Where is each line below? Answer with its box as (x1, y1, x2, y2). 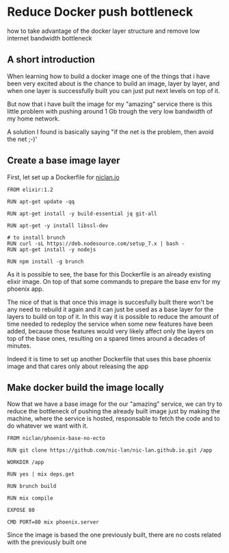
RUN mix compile (7, 495, 53, 502)
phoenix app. (7, 285, 44, 293)
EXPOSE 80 (7, 507, 36, 514)
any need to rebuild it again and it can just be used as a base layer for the (7, 305, 214, 313)
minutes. (7, 342, 32, 350)
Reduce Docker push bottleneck (7, 4, 193, 20)
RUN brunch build (7, 483, 57, 490)
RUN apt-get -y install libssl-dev (7, 222, 109, 229)
